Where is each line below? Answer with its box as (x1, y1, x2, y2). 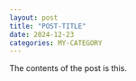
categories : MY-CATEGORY (9, 38, 103, 48)
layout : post (9, 13, 59, 22)
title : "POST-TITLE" (9, 22, 87, 31)
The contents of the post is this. (9, 63, 128, 74)
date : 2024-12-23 (9, 30, 75, 39)
